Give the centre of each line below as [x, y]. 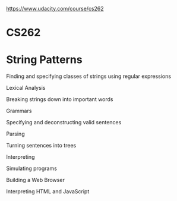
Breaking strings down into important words [60, 99]
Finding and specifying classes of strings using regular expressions [88, 76]
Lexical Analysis [26, 88]
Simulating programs [32, 168]
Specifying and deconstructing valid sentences [64, 123]
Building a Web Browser [36, 180]
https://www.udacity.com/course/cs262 [55, 9]
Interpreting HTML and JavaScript [48, 191]
